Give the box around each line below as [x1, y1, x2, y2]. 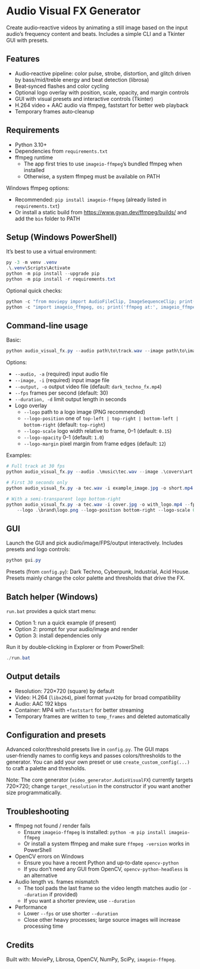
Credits [6, 940, 35, 950]
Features [6, 54, 40, 64]
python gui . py [6, 557, 42, 564]
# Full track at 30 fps [6, 463, 65, 469]
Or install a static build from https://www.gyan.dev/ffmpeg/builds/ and [14, 208, 187, 216]
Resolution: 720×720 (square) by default [14, 687, 115, 694]
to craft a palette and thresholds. [6, 765, 86, 772]
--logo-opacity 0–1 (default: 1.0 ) [23, 434, 104, 441]
